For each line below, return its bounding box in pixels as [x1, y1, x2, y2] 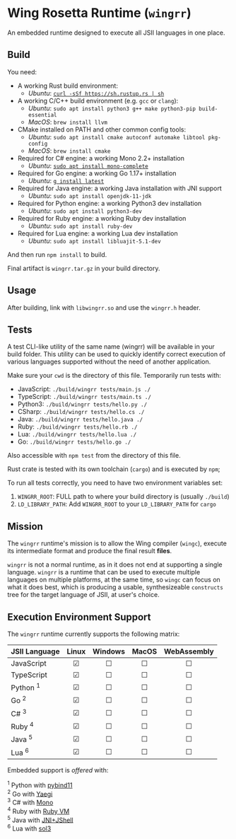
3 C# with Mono [7, 797, 54, 806]
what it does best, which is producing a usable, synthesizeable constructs [7, 583, 224, 591]
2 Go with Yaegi [7, 788, 53, 798]
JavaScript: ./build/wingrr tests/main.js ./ [17, 385, 151, 393]
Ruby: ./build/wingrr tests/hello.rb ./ [17, 422, 138, 431]
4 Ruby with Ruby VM [7, 805, 70, 815]
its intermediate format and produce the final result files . [7, 547, 172, 555]
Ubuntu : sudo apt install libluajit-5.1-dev [28, 236, 161, 245]
